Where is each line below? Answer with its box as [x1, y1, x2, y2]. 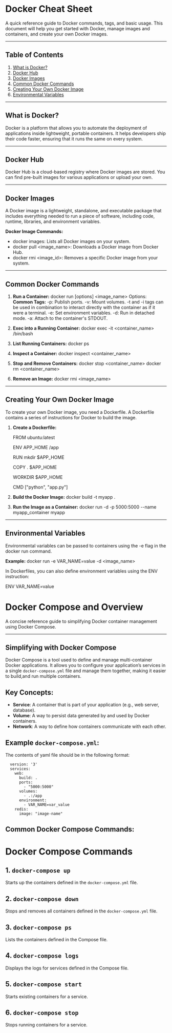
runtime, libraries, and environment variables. [5, 218, 101, 225]
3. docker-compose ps [5, 923, 72, 931]
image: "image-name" [18, 811, 63, 816]
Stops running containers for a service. [5, 1022, 88, 1028]
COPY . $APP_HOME [12, 464, 57, 470]
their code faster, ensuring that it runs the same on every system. [5, 135, 143, 141]
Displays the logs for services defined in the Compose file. [5, 965, 129, 971]
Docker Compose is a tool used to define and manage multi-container [5, 657, 153, 663]
